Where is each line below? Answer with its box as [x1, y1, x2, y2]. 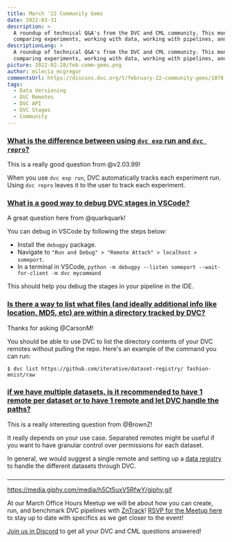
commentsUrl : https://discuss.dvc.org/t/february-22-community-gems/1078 [7, 74, 224, 82]
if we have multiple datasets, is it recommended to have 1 [7, 387, 203, 397]
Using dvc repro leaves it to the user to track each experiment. [7, 180, 186, 189]
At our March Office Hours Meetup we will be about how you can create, [7, 498, 213, 507]
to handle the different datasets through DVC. [7, 461, 137, 470]
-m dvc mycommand [51, 270, 101, 277]
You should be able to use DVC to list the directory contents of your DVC [7, 337, 213, 346]
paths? [7, 404, 31, 414]
